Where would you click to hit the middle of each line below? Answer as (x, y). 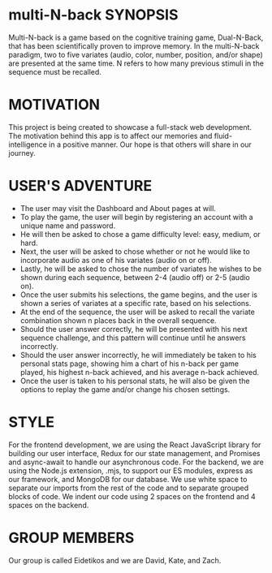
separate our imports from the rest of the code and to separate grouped (129, 488)
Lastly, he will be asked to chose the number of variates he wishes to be (141, 269)
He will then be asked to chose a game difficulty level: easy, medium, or (140, 234)
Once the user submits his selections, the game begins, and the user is (139, 295)
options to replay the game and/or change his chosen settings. (125, 389)
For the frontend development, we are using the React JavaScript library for (135, 445)
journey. (22, 153)
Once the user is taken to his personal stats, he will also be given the (135, 381)
